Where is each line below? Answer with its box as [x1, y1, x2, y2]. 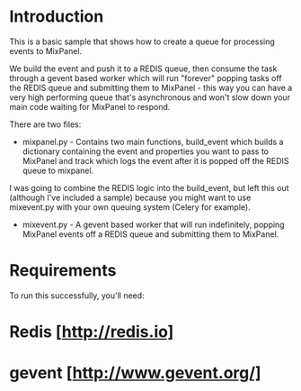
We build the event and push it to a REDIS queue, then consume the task [9, 63, 278, 74]
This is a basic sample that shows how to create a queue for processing [9, 36, 276, 47]
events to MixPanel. [9, 45, 83, 56]
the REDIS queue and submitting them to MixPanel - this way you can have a [9, 82, 293, 93]
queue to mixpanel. [22, 165, 94, 176]
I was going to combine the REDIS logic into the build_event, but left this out [9, 182, 289, 193]
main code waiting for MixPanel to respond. [9, 101, 171, 112]
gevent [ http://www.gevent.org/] [9, 363, 262, 384]
